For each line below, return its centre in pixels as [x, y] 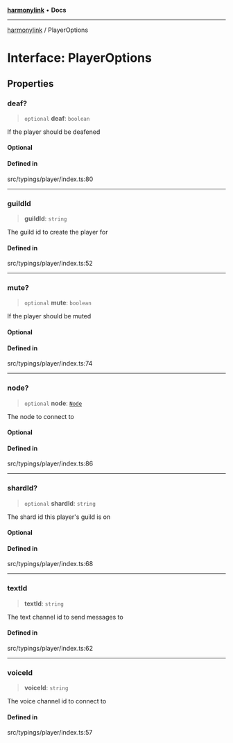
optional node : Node [53, 403]
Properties [31, 84]
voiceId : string [46, 688]
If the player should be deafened [54, 132]
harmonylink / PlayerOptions [48, 30]
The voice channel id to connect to [57, 701]
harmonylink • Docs [37, 10]
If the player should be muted [49, 316]
